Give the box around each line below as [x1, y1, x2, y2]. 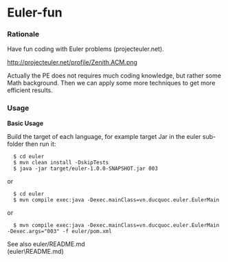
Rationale [7, 30, 40, 39]
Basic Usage [7, 119, 43, 127]
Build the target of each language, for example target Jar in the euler [7, 132, 201, 140]
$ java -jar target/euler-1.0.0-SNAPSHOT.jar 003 [13, 165, 158, 172]
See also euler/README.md [7, 239, 86, 248]
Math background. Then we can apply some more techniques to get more [7, 79, 216, 87]
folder [7, 140, 24, 148]
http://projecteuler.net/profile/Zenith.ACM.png [7, 58, 137, 67]
